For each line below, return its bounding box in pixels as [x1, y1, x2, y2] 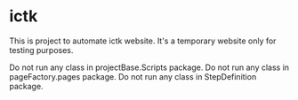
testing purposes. [9, 44, 74, 55]
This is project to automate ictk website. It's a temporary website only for [9, 35, 277, 46]
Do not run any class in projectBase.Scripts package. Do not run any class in [9, 62, 290, 73]
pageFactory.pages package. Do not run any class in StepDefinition [9, 71, 257, 81]
